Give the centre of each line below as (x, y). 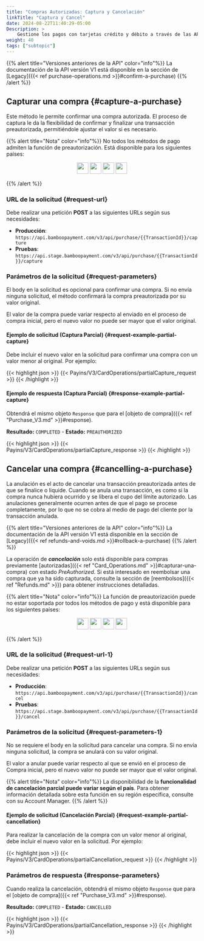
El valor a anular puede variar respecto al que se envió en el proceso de (96, 763)
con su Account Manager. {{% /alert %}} (57, 801)
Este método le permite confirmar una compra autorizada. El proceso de (97, 116)
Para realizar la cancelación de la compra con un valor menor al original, (97, 835)
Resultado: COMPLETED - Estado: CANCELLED (59, 907)
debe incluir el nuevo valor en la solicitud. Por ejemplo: (75, 841)
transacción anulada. (32, 516)
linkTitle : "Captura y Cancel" (46, 18)
